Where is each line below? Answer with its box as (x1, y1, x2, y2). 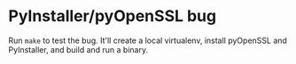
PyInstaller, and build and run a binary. (8, 44, 148, 54)
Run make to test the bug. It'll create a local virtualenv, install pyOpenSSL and (8, 35, 287, 46)
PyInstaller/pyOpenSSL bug (8, 6, 217, 26)
